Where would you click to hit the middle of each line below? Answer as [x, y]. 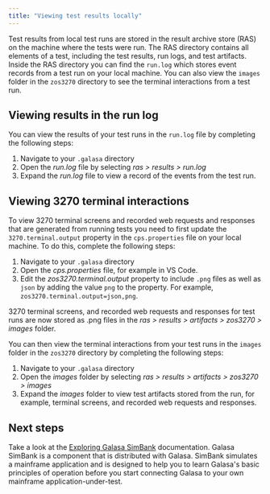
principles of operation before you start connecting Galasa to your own [126, 473]
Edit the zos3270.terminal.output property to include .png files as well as [141, 279]
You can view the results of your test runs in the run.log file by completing [132, 134]
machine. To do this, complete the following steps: [92, 246]
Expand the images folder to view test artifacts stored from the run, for [137, 394]
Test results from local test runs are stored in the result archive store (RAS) [132, 39]
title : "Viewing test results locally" [75, 16]
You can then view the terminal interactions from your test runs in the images [135, 344]
